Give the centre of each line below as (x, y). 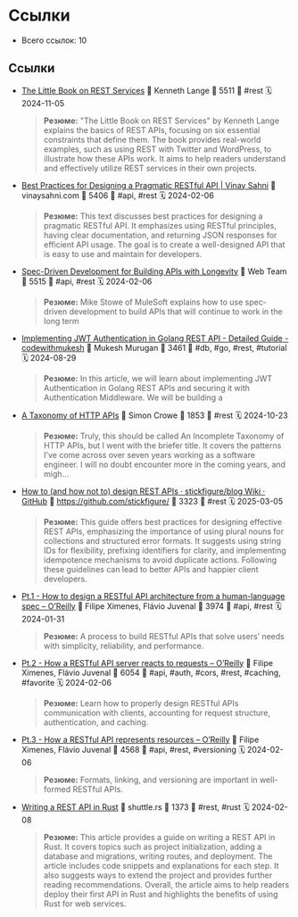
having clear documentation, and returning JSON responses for (160, 235)
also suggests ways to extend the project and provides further (158, 875)
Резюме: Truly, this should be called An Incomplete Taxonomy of (164, 436)
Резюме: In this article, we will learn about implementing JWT (158, 378)
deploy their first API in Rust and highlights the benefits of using (161, 894)
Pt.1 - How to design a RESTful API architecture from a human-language (153, 596)
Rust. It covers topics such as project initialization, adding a (153, 846)
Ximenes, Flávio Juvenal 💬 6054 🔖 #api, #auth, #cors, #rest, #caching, (151, 672)
